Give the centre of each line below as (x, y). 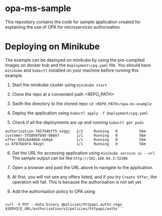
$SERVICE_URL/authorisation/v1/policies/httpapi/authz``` (65, 209)
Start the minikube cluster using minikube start (59, 85)
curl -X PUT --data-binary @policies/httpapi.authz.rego (64, 204)
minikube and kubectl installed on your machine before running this (72, 70)
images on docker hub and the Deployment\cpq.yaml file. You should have (78, 65)
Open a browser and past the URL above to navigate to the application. (82, 167)
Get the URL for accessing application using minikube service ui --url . (84, 153)
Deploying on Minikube (52, 47)
